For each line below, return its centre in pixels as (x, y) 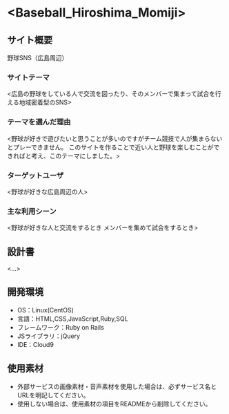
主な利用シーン (32, 211)
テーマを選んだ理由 (39, 122)
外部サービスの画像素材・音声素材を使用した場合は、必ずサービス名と (117, 386)
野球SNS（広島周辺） (38, 58)
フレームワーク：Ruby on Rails (61, 327)
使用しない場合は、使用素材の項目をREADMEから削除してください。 (114, 404)
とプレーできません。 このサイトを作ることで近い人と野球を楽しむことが (110, 147)
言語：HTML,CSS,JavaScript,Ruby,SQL (73, 319)
